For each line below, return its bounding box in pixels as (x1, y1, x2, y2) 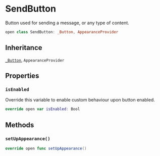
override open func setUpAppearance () (5, 146, 87, 151)
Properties (5, 72, 39, 80)
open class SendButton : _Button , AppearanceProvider (5, 29, 119, 34)
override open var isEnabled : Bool (5, 107, 80, 112)
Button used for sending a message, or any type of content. (5, 20, 130, 26)
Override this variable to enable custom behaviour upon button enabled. (5, 97, 155, 103)
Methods (5, 121, 34, 129)
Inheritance (5, 43, 42, 52)
